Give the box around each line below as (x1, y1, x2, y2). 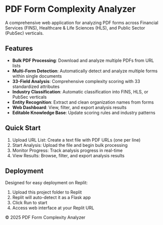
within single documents (12, 73, 63, 79)
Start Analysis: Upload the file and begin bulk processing (12, 142, 128, 148)
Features (5, 44, 33, 53)
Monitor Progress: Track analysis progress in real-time (12, 147, 123, 153)
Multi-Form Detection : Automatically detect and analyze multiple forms (12, 68, 158, 74)
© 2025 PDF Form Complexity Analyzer (5, 215, 86, 221)
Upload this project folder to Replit (12, 189, 82, 195)
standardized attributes (12, 84, 60, 89)
